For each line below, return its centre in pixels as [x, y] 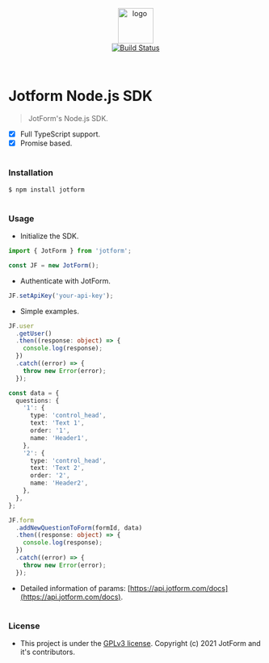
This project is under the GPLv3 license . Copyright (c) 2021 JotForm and [140, 644]
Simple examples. [49, 311]
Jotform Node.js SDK [81, 96]
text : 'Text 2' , [57, 468]
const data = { [34, 393]
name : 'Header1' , [59, 438]
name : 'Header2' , [59, 483]
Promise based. [46, 143]
